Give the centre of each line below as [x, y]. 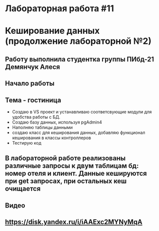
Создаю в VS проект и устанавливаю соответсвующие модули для [82, 112]
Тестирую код [27, 143]
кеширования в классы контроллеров [52, 138]
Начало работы [30, 84]
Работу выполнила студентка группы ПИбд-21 [79, 59]
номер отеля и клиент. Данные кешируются [76, 174]
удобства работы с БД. [36, 117]
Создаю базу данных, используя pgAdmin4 [57, 122]
